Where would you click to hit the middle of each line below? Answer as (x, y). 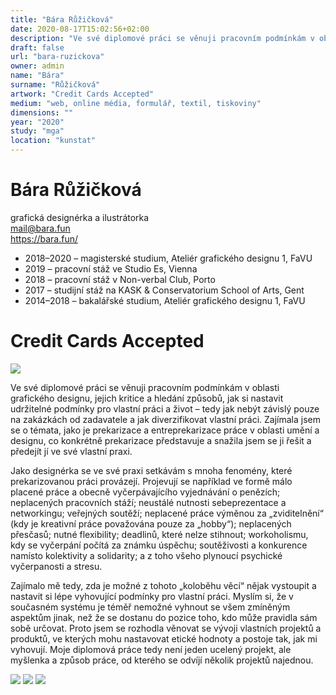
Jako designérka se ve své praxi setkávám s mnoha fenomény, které (151, 470)
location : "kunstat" (53, 141)
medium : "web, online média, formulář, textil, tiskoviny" (136, 103)
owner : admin (37, 66)
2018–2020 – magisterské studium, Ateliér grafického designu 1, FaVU (168, 258)
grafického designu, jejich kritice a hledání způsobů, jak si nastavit (147, 398)
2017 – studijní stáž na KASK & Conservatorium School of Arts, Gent (164, 290)
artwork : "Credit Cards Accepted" (82, 94)
